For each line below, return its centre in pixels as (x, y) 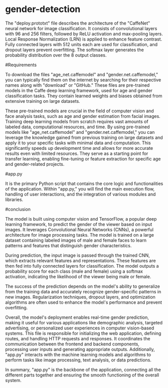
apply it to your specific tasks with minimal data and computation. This (78, 143)
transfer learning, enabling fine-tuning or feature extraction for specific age (83, 158)
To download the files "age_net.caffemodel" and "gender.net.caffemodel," (82, 74)
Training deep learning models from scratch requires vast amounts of (77, 121)
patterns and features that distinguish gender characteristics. (68, 245)
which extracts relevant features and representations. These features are (81, 260)
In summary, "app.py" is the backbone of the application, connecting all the (83, 369)
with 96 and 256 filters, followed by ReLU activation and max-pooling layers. (84, 34)
